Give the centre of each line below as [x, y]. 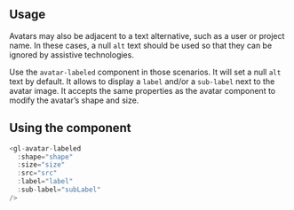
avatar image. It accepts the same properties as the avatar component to [143, 90]
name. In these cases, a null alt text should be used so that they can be [141, 45]
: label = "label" [45, 182]
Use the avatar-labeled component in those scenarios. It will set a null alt [145, 72]
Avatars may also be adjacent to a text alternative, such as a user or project [147, 35]
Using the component [70, 128]
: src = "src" [37, 173]
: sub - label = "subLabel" [59, 190]
